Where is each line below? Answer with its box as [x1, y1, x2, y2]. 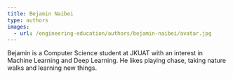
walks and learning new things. [7, 64, 97, 72]
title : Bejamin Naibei [7, 10, 74, 17]
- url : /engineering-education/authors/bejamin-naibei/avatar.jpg [13, 29, 212, 37]
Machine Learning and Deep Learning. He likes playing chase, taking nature [7, 57, 227, 65]
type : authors [7, 17, 49, 24]
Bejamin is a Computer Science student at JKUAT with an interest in [7, 49, 204, 57]
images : [7, 23, 30, 30]
